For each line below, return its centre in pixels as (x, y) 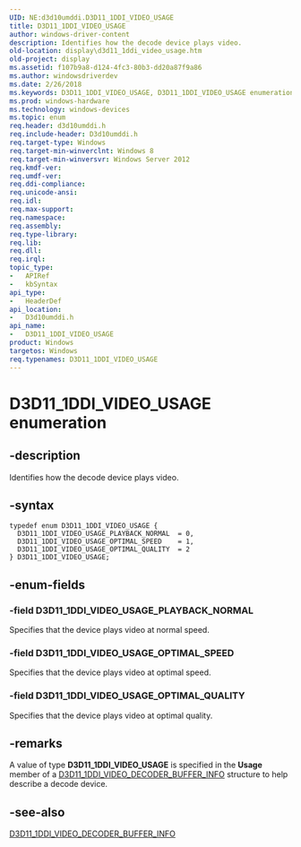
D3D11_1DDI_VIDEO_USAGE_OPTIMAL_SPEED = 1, (106, 542)
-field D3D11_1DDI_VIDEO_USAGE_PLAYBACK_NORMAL (131, 610)
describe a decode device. (59, 784)
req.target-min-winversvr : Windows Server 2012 (100, 159)
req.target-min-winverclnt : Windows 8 (82, 151)
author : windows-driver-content (69, 34)
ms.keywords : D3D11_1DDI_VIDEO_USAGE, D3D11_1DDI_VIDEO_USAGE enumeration (152, 92)
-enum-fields (47, 585)
